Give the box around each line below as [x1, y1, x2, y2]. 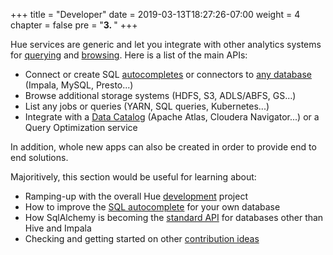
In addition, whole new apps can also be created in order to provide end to [10, 141, 317, 153]
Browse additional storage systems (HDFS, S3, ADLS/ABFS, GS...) [24, 90, 297, 101]
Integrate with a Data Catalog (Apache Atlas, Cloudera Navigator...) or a [24, 111, 320, 123]
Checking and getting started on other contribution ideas [24, 233, 260, 244]
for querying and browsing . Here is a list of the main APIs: [10, 49, 248, 61]
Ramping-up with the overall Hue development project [24, 190, 248, 202]
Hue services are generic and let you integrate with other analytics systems [10, 39, 322, 50]
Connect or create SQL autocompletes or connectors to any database [24, 69, 312, 80]
